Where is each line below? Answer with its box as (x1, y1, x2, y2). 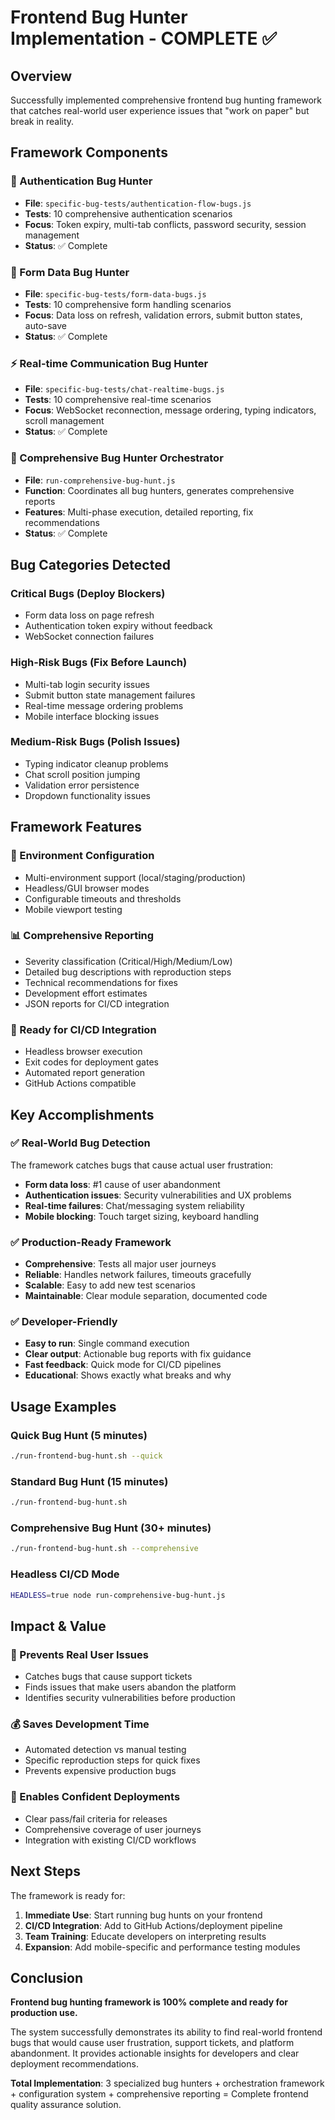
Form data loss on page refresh (24, 609, 155, 621)
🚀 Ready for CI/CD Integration (10, 1022, 157, 1036)
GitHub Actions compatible (24, 1077, 137, 1090)
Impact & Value (10, 1617, 107, 1635)
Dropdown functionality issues (24, 789, 151, 801)
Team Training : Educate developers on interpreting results (24, 1930, 267, 1942)
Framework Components (10, 144, 168, 161)
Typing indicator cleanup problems (24, 757, 169, 770)
